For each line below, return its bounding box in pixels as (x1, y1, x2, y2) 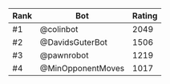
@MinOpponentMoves (39, 63, 125, 74)
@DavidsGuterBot (39, 37, 108, 47)
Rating (132, 10, 158, 21)
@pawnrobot (39, 50, 89, 61)
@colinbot (39, 24, 79, 34)
